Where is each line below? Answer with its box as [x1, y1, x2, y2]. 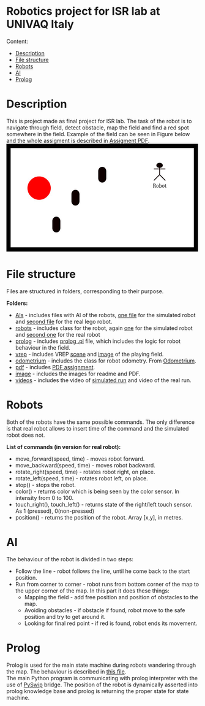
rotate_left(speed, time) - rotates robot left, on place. [15, 474, 148, 482]
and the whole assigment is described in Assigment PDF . [6, 137, 150, 144]
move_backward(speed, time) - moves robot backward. [15, 461, 156, 469]
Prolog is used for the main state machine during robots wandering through [6, 661, 196, 669]
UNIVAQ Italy [6, 17, 75, 31]
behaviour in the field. [15, 343, 70, 351]
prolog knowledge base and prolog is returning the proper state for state [6, 687, 189, 694]
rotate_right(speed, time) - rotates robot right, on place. [15, 468, 155, 475]
